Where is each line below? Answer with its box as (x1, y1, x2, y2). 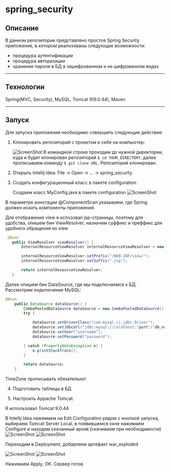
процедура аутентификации (12, 52, 73, 58)
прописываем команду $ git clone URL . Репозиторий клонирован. (12, 160, 157, 166)
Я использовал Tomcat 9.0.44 (5, 405, 69, 412)
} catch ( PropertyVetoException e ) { (23, 343, 103, 349)
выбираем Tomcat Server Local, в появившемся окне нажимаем (5, 421, 144, 427)
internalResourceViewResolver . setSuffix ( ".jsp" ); (21, 258, 128, 264)
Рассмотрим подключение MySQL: (5, 287, 81, 293)
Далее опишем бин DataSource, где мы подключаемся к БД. (5, 281, 137, 288)
